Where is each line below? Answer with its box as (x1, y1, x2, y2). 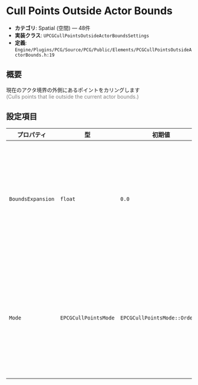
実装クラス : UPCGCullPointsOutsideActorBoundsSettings (14, 31, 149, 39)
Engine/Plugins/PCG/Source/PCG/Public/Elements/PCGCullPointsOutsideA (14, 47, 192, 53)
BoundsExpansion (9, 195, 55, 202)
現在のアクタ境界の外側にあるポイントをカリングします (6, 86, 140, 93)
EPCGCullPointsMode (60, 314, 115, 321)
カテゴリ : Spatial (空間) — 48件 (14, 24, 91, 31)
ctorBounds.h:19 (14, 52, 55, 58)
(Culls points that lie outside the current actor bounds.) (6, 93, 140, 100)
